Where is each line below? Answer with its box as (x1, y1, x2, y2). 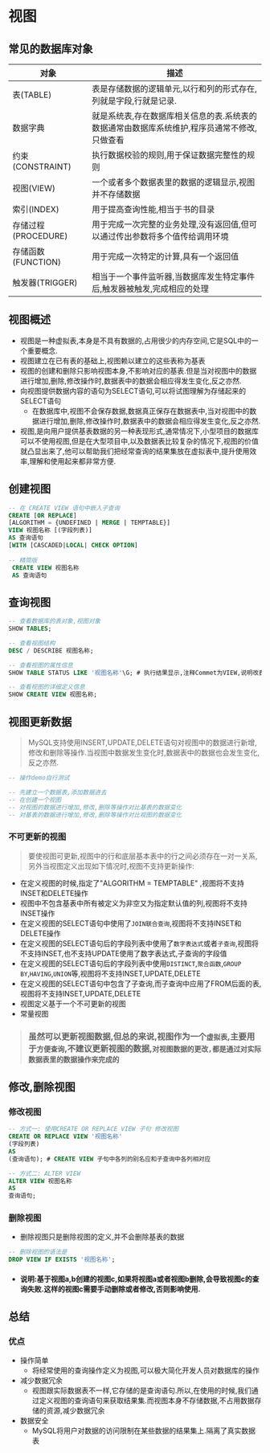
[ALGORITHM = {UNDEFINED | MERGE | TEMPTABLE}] (8, 519, 171, 527)
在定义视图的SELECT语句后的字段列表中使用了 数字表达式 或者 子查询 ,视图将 (19, 938, 259, 948)
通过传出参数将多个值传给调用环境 (100, 231, 229, 242)
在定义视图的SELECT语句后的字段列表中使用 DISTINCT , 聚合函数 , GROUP (19, 958, 242, 968)
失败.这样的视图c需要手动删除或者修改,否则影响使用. (27, 1283, 201, 1294)
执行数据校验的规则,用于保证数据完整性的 (92, 149, 247, 161)
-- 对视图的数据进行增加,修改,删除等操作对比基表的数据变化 (8, 803, 182, 812)
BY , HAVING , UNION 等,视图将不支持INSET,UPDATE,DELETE (19, 968, 201, 978)
